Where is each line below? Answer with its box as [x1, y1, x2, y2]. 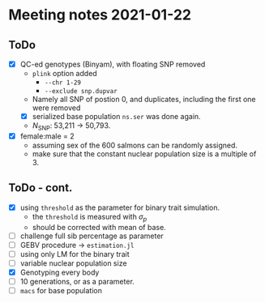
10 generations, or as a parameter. [19, 276, 135, 286]
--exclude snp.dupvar [44, 87, 118, 96]
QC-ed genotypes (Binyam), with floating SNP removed [19, 59, 206, 69]
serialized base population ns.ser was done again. [32, 112, 201, 122]
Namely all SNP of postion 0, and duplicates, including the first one [32, 95, 257, 105]
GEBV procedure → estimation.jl [19, 240, 135, 250]
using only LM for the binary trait [19, 249, 130, 258]
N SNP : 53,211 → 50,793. [32, 121, 111, 132]
